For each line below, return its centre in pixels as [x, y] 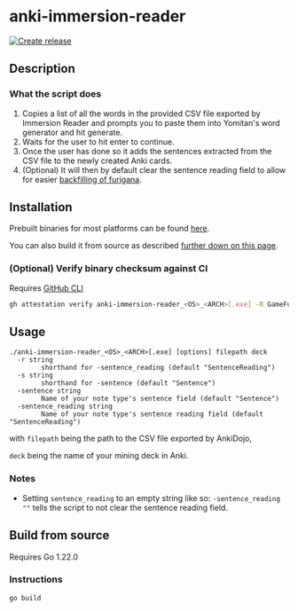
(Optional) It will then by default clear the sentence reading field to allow [154, 169]
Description [42, 69]
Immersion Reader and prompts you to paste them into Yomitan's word [151, 122]
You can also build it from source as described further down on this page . [144, 246]
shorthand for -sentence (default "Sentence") [129, 383]
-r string [35, 360]
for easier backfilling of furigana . [82, 179]
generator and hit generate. [72, 132]
